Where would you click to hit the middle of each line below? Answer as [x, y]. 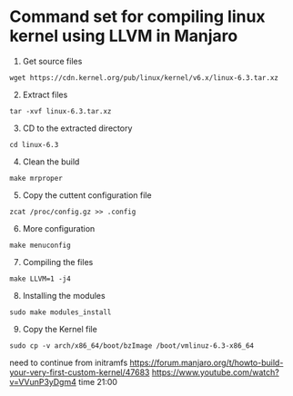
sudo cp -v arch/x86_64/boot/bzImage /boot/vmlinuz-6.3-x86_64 [132, 346]
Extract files [45, 94]
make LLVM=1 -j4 [40, 279]
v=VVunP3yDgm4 [43, 381]
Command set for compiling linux [137, 17]
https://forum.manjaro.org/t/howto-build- [207, 362]
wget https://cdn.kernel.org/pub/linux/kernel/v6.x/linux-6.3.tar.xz [144, 78]
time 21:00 [98, 381]
